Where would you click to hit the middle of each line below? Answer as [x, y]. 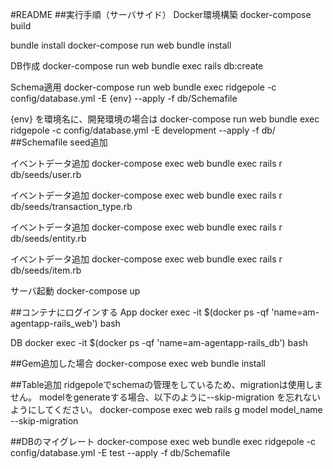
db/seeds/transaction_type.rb [71, 206]
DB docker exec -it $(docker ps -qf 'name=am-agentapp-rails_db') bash [159, 342]
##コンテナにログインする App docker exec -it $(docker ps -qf [140, 312]
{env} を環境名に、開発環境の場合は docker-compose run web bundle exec [165, 119]
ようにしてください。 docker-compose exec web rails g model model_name [166, 409]
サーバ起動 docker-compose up [75, 291]
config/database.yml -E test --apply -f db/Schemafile [120, 452]
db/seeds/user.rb [46, 174]
